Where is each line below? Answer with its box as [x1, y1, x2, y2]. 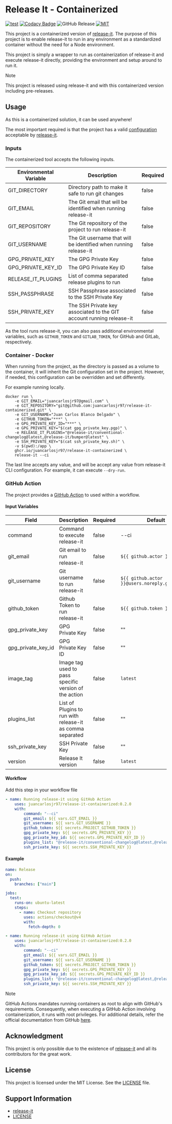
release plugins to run [68, 279, 121, 286]
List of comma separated [68, 273, 128, 280]
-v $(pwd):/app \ [14, 444, 52, 449]
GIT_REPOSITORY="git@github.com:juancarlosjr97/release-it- [21, 403, 153, 408]
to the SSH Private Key [68, 294, 123, 301]
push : [10, 877, 22, 882]
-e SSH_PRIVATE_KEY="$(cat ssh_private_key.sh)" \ [14, 439, 125, 444]
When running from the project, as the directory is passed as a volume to [5, 364, 160, 370]
